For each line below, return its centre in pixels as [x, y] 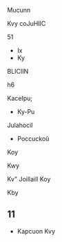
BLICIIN [18, 71]
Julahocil [20, 125]
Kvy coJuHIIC [27, 23]
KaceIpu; [20, 98]
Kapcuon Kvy [36, 231]
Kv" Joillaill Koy [29, 179]
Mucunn [19, 10]
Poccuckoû [33, 139]
